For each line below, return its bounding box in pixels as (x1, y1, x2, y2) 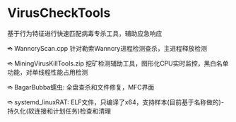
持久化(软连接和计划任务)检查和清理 (7, 106, 112, 115)
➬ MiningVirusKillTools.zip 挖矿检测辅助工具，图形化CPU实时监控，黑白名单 (7, 59, 229, 68)
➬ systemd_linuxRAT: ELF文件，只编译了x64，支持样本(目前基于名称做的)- (7, 97, 225, 106)
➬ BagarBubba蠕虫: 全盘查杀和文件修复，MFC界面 (7, 83, 155, 91)
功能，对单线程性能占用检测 (7, 68, 88, 76)
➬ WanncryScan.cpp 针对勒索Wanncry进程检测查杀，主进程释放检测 (7, 44, 207, 52)
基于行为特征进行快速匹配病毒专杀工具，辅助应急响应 (7, 29, 163, 37)
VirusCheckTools (7, 5, 111, 21)
